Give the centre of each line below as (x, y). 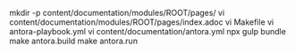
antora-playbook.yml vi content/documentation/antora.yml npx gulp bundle (147, 31)
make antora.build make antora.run (74, 41)
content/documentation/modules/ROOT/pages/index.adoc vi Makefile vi (142, 22)
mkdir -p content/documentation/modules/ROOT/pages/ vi (117, 13)
